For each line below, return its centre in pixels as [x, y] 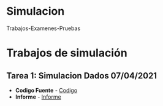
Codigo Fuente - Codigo [46, 90]
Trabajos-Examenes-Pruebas [44, 28]
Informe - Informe [38, 97]
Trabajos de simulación [67, 53]
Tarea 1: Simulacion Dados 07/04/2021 [82, 76]
